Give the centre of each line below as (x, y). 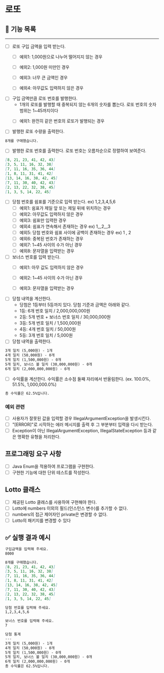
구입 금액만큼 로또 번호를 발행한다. (45, 98)
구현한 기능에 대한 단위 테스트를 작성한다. (51, 472)
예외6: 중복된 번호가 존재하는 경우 (51, 238)
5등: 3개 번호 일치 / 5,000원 (46, 336)
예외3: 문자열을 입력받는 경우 (47, 288)
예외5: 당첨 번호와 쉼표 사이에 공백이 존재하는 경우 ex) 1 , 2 (75, 232)
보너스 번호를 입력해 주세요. (30, 621)
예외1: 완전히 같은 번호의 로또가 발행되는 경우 (62, 121)
